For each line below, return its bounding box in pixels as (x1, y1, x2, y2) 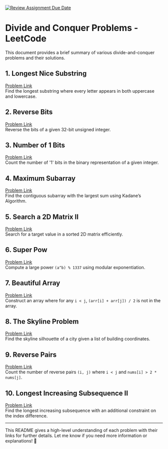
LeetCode (5, 33, 46, 45)
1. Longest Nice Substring (5, 69, 87, 78)
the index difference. (5, 413, 48, 419)
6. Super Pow (5, 246, 47, 254)
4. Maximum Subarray (5, 174, 76, 182)
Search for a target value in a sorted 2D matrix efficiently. (5, 231, 123, 237)
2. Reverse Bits (5, 108, 53, 116)
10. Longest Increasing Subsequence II (5, 389, 128, 397)
